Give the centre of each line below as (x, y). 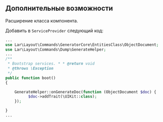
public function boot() (31, 78)
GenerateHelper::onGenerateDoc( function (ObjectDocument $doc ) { (86, 92)
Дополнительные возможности (59, 8)
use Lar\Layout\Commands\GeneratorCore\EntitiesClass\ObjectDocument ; (82, 45)
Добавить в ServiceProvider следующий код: (54, 31)
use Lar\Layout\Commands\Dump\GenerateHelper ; (56, 50)
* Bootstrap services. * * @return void (51, 64)
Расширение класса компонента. (42, 20)
